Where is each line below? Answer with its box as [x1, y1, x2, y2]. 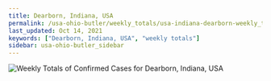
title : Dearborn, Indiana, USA [8, 11, 114, 20]
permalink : [8, 19, 45, 27]
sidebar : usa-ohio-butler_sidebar [8, 42, 125, 50]
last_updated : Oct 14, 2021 [8, 26, 103, 34]
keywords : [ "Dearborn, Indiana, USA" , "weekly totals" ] [8, 34, 200, 43]
